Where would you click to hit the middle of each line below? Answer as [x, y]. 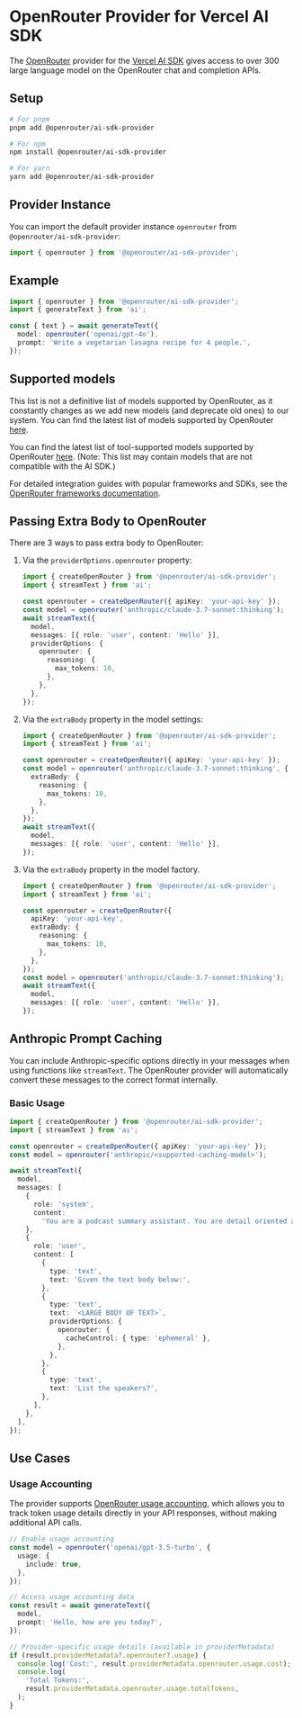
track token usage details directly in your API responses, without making [143, 1513]
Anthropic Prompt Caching [86, 1039]
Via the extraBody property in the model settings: [113, 719]
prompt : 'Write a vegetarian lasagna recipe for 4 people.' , [134, 343]
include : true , [54, 1564]
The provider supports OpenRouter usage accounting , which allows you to [147, 1504]
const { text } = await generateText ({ [84, 326]
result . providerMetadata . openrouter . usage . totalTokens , [133, 1689]
